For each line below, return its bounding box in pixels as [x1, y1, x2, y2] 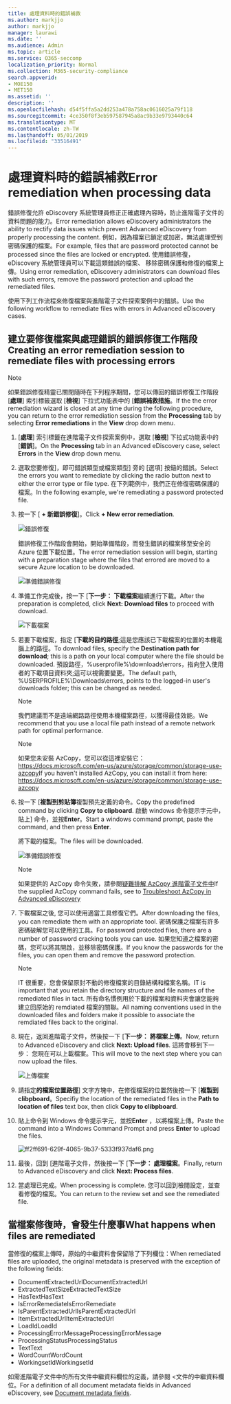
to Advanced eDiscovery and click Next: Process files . [17, 1167, 174, 1175]
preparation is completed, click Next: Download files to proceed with [17, 599, 214, 608]
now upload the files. [17, 1057, 78, 1065]
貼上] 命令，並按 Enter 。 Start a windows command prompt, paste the [17, 815, 214, 823]
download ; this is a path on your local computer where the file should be [17, 652, 224, 660]
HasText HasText [17, 1292, 64, 1301]
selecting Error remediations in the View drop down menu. [8, 418, 176, 427]
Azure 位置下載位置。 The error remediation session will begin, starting [17, 548, 218, 556]
